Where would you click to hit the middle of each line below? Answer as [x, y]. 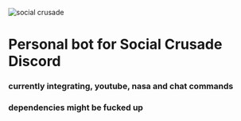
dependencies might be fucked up [76, 107]
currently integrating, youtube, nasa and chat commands [121, 86]
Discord [35, 62]
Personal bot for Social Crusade [115, 45]
